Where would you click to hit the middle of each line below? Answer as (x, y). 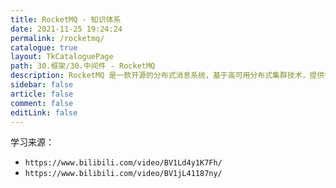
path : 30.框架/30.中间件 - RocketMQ (83, 66)
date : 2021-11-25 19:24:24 (66, 29)
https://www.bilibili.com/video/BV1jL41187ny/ (123, 174)
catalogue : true (44, 47)
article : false (42, 94)
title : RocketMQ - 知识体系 (66, 19)
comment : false (42, 103)
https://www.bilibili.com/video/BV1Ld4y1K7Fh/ (123, 163)
